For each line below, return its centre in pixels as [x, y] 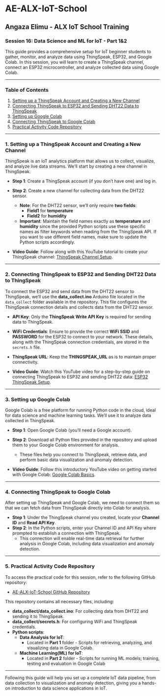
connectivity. [25, 362]
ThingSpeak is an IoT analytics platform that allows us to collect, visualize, [80, 161]
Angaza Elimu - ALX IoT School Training [67, 27]
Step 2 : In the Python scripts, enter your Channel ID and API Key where [84, 528]
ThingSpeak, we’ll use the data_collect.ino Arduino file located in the [75, 296]
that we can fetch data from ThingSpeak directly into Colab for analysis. [78, 508]
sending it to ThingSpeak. [38, 616]
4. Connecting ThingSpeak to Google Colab [58, 492]
